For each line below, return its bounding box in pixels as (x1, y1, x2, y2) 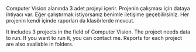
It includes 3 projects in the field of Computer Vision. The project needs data (6, 28, 191, 35)
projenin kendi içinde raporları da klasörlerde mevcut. (6, 17, 135, 24)
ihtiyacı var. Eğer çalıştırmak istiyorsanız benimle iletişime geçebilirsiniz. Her (6, 11, 190, 18)
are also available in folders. (6, 40, 74, 47)
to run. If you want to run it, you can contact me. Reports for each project (6, 35, 183, 41)
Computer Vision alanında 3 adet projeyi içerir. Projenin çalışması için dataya (6, 5, 190, 12)
